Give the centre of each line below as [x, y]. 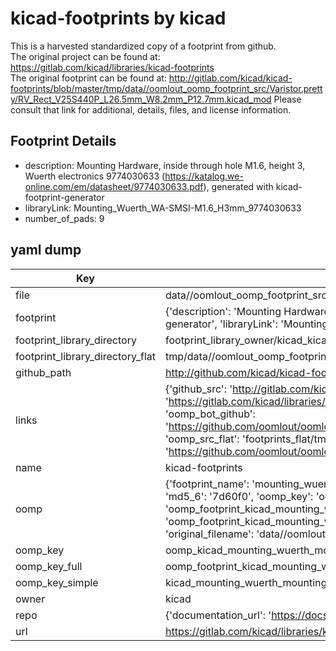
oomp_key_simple [57, 582]
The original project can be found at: [85, 56]
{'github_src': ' [198, 389]
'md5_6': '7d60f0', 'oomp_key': [239, 496]
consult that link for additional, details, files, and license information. [151, 109]
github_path [43, 372]
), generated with [238, 186]
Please [287, 99]
